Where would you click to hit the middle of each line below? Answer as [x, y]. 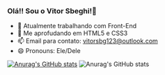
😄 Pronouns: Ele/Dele [49, 51]
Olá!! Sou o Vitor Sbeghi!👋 [52, 11]
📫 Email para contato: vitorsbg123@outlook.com [87, 41]
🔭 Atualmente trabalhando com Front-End [77, 26]
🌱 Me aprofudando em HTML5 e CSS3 [72, 33]
